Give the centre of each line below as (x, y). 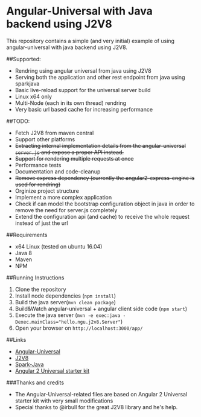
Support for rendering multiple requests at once (74, 158)
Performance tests (38, 165)
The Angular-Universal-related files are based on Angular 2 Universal (101, 394)
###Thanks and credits (35, 382)
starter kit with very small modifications (64, 401)
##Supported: (24, 59)
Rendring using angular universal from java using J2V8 (83, 70)
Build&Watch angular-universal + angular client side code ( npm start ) (101, 309)
